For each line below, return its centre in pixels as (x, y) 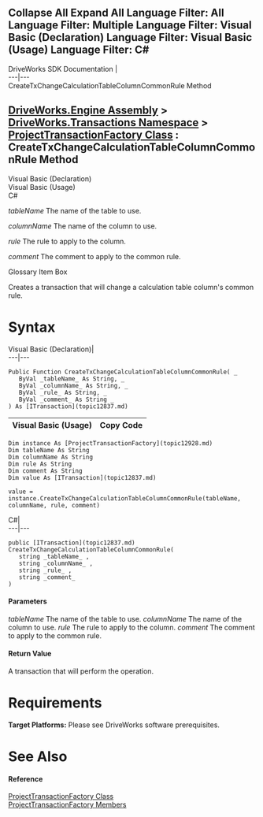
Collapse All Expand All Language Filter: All (116, 13)
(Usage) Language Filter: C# (79, 50)
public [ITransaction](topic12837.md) (72, 543)
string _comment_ (47, 577)
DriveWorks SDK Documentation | (63, 69)
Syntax (32, 327)
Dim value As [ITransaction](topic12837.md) (82, 477)
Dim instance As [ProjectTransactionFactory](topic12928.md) (111, 443)
